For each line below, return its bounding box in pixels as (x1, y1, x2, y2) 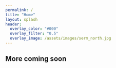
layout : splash (5, 17, 38, 22)
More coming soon (5, 54, 67, 63)
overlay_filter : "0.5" (10, 31, 59, 36)
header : (5, 21, 22, 27)
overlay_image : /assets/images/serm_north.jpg (10, 36, 111, 41)
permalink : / (5, 7, 33, 13)
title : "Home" (5, 12, 36, 17)
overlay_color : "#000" (10, 26, 59, 31)
